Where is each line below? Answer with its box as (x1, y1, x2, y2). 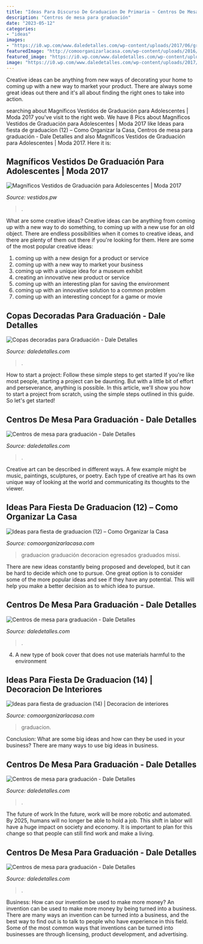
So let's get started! (6, 397, 56, 404)
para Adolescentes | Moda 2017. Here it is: (6, 139, 112, 146)
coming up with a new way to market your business (14, 261, 144, 268)
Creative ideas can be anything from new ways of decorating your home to (6, 76, 193, 83)
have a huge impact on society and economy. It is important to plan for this (6, 823, 193, 831)
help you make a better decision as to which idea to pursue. (6, 582, 155, 589)
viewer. (6, 485, 24, 492)
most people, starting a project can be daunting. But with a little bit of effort (6, 378, 194, 385)
